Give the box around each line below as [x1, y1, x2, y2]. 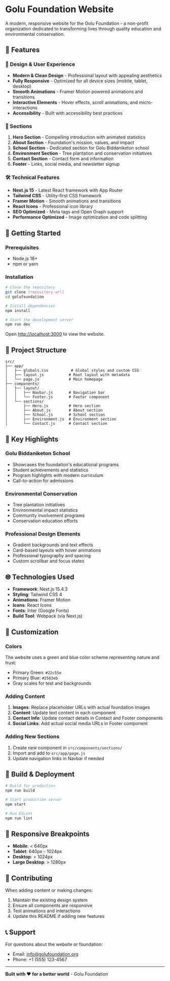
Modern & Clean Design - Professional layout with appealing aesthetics [12, 72, 162, 78]
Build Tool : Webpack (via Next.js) [12, 613, 82, 619]
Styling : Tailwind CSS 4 [12, 592, 62, 598]
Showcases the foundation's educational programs [12, 461, 119, 467]
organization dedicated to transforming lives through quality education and [5, 25, 161, 31]
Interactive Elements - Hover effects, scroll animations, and [12, 99, 138, 105]
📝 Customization [5, 628, 59, 636]
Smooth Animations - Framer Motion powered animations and [12, 88, 143, 95]
